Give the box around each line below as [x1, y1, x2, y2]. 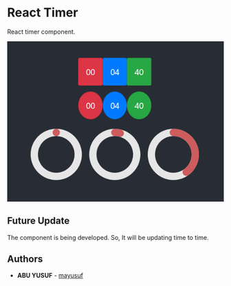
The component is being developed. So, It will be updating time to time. [7, 233, 209, 241]
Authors [7, 253, 43, 265]
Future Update [7, 215, 70, 227]
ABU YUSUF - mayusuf [16, 272, 84, 280]
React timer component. [7, 27, 76, 36]
